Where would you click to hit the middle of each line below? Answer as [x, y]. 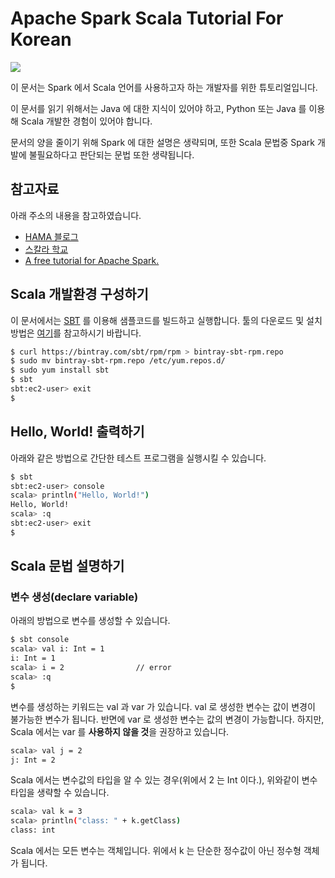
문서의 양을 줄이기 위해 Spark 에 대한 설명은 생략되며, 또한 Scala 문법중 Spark [162, 142]
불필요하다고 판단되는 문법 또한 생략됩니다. [111, 154]
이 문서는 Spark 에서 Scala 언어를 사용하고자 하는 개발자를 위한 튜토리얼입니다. [164, 87]
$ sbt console [40, 640]
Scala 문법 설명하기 [67, 566]
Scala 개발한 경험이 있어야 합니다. [86, 121]
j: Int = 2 [33, 760]
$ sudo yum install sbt [60, 370]
